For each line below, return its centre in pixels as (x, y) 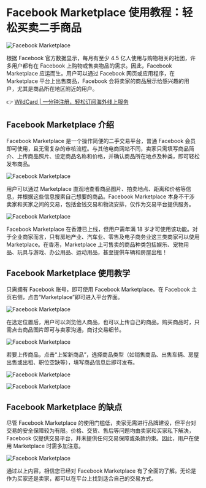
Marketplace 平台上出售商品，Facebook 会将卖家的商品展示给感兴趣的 (95, 81)
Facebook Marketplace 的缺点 (64, 407)
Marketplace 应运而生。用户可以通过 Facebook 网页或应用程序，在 (90, 73)
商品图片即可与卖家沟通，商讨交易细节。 (73, 330)
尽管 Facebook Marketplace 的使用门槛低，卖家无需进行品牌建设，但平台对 (101, 423)
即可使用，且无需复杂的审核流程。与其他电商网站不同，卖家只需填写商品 (97, 149)
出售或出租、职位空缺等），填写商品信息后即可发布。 (72, 362)
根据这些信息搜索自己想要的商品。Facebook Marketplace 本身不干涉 (109, 196)
